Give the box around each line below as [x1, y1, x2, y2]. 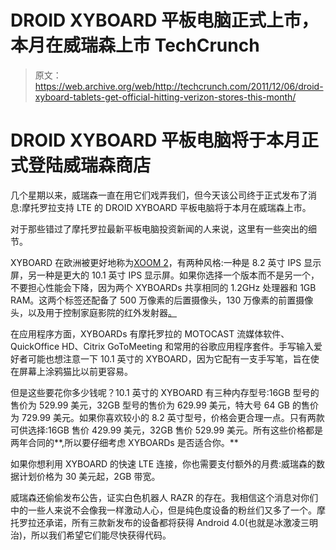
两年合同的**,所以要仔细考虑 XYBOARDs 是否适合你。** [10, 436, 239, 448]
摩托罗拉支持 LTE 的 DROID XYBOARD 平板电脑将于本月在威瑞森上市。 [21, 201, 312, 213]
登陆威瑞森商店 [28, 154, 152, 177]
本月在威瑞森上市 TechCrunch [10, 34, 260, 57]
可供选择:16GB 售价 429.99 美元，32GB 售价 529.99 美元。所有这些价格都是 [10, 424, 324, 436]
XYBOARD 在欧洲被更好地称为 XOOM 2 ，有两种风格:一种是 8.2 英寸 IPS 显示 [10, 256, 322, 268]
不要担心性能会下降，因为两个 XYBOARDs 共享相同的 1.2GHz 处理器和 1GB [10, 281, 317, 293]
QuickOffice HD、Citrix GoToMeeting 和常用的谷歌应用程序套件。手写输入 [10, 340, 314, 352]
